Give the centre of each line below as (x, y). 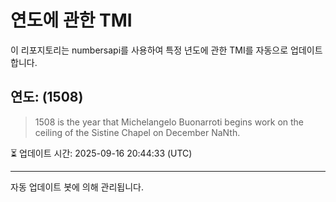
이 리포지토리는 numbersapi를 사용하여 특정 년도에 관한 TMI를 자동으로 (149, 50)
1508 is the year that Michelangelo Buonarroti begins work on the (169, 122)
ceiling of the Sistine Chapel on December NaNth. (137, 132)
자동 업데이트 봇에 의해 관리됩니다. (77, 187)
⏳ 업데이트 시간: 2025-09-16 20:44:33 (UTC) (101, 153)
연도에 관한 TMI (71, 20)
